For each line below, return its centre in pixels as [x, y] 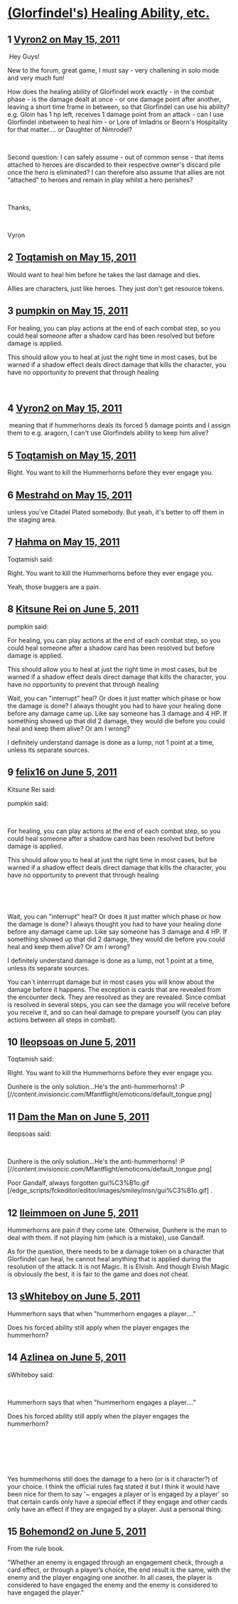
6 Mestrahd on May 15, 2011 [70, 495]
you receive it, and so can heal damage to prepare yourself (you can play [114, 1012]
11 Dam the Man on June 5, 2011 [78, 1117]
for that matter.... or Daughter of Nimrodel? [70, 129]
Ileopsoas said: [29, 1134]
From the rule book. [36, 1548]
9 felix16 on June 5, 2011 [62, 772]
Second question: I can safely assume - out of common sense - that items [116, 157]
